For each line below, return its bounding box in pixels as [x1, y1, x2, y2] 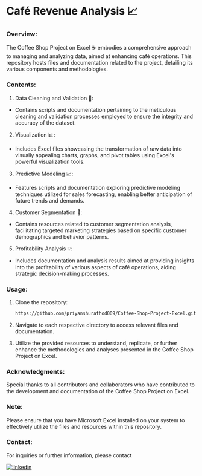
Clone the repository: [14, 299, 68, 306]
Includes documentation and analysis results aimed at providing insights [14, 257, 195, 264]
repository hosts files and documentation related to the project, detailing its [6, 59, 193, 67]
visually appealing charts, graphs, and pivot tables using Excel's [14, 151, 175, 158]
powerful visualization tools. [14, 158, 85, 165]
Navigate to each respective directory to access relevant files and [14, 321, 179, 328]
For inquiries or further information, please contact [6, 451, 132, 459]
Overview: [6, 30, 37, 39]
